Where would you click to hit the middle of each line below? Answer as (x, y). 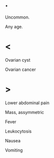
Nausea (13, 140)
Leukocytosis (18, 131)
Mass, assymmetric (25, 112)
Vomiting (14, 150)
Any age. (14, 26)
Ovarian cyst (18, 60)
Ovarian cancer (20, 69)
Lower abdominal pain (27, 103)
